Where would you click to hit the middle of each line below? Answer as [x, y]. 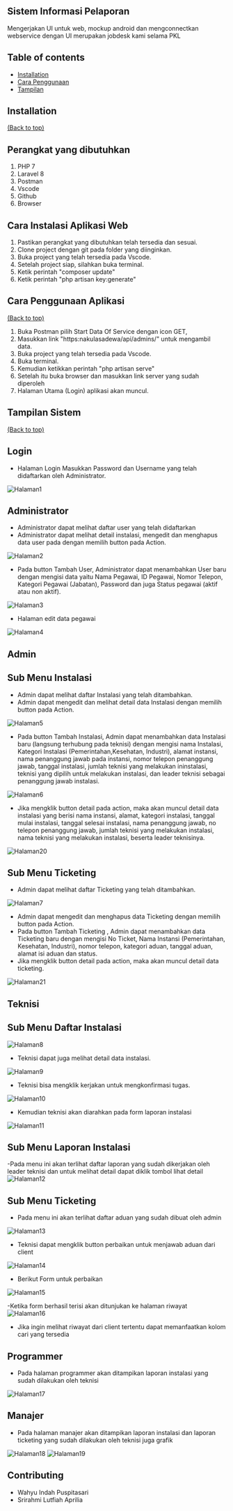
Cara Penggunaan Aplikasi [66, 301]
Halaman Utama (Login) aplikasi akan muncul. [83, 390]
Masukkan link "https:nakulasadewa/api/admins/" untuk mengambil [114, 339]
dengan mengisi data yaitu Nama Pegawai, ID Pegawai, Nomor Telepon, [120, 577]
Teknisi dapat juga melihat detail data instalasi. [84, 1058]
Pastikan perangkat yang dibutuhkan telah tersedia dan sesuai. [107, 243]
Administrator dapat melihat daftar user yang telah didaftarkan [106, 528]
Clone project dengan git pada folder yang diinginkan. [95, 250]
